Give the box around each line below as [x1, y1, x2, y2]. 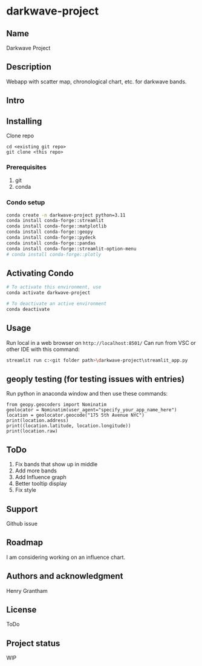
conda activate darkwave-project [6, 290, 91, 296]
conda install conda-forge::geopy [6, 229, 94, 235]
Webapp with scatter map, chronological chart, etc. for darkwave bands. [6, 77, 187, 85]
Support [6, 504, 38, 514]
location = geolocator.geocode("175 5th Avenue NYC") [6, 413, 145, 419]
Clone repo [6, 132, 34, 140]
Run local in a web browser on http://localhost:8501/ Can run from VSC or [6, 339, 197, 346]
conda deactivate [6, 307, 50, 313]
